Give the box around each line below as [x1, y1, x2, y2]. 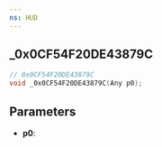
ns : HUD [9, 13, 39, 23]
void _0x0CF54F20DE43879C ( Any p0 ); [9, 78, 143, 88]
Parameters [9, 104, 76, 119]
